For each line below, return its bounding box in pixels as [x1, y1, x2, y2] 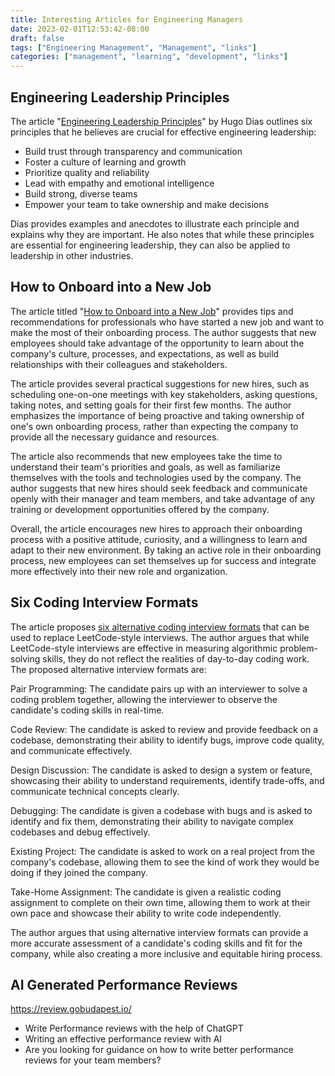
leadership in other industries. [10, 249, 134, 261]
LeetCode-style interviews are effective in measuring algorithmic [10, 642, 278, 654]
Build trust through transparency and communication [24, 145, 243, 157]
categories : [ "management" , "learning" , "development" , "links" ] [10, 52, 289, 62]
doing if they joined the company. [10, 866, 148, 878]
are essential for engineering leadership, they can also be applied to [10, 239, 291, 251]
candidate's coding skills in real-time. [10, 704, 165, 716]
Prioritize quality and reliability [24, 166, 150, 178]
